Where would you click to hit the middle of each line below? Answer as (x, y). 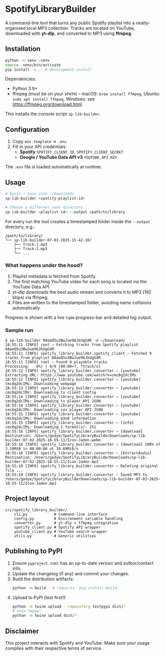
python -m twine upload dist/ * (45, 616)
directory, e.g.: (20, 227)
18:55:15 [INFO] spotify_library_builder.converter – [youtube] (73, 414)
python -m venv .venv (27, 60)
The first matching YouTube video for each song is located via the (80, 281)
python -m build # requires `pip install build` (66, 588)
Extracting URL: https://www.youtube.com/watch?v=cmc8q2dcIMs (71, 375)
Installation (23, 49)
